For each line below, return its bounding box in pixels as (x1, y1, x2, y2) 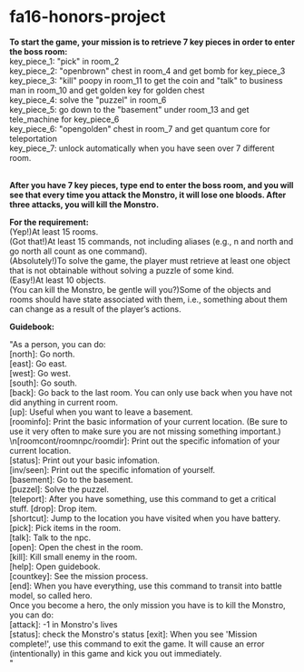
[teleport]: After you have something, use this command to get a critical (9, 493, 277, 504)
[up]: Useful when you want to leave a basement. (9, 406, 193, 417)
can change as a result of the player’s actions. (9, 303, 181, 315)
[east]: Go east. (9, 357, 68, 369)
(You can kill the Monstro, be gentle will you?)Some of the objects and (9, 284, 271, 295)
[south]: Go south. (9, 377, 77, 388)
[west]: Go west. (9, 367, 71, 378)
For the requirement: (9, 216, 89, 227)
